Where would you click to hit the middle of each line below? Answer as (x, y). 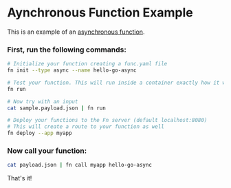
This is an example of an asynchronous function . (76, 32)
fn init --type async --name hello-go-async (72, 70)
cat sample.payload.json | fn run (57, 108)
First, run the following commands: (67, 50)
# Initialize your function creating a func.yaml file (87, 64)
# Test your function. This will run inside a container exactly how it (113, 83)
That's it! (20, 178)
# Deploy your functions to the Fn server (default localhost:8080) (107, 121)
